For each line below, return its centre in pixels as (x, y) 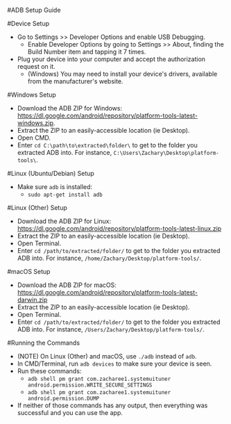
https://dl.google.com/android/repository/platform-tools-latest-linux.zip (119, 228)
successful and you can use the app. (70, 413)
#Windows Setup (32, 95)
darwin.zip (32, 300)
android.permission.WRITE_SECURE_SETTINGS (90, 385)
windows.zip (35, 123)
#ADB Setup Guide (34, 10)
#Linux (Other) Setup (37, 207)
